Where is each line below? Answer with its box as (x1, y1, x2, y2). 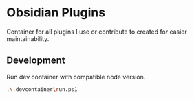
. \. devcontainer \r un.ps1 (6, 86, 78, 93)
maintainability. (6, 34, 50, 42)
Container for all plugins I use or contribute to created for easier (6, 27, 187, 36)
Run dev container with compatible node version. (6, 73, 146, 81)
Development (6, 55, 66, 66)
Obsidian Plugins (6, 5, 106, 21)
